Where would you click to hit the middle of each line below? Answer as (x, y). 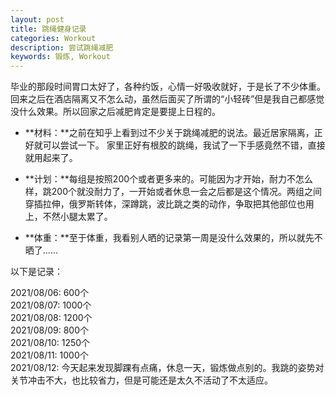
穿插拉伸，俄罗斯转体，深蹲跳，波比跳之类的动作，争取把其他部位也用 (169, 204)
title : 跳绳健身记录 (48, 29)
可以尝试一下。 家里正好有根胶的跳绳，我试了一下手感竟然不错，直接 (184, 145)
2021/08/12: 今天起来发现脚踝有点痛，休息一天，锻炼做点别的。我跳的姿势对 (167, 368)
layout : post (37, 19)
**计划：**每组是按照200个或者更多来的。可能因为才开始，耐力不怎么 (169, 179)
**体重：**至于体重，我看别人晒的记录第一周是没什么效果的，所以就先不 (173, 238)
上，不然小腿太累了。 (68, 217)
